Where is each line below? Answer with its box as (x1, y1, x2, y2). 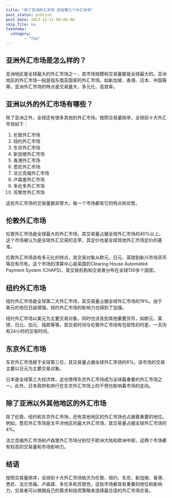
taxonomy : (6, 27, 27, 32)
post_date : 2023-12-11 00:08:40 (6, 17, 75, 22)
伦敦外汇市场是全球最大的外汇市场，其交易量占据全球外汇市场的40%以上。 (6, 231, 164, 237)
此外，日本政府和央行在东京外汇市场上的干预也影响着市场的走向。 (14, 383, 154, 389)
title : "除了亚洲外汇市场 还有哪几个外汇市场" (6, 7, 93, 13)
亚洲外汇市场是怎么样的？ (6, 56, 86, 65)
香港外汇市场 (13, 157, 40, 163)
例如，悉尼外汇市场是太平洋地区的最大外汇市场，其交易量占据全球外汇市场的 (6, 420, 167, 426)
